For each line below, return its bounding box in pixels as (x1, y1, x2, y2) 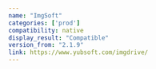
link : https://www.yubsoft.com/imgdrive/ (8, 48, 149, 56)
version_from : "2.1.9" (8, 41, 84, 49)
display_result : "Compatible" (8, 33, 110, 42)
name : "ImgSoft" (8, 11, 62, 20)
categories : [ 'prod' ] (8, 19, 81, 27)
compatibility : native (8, 26, 84, 34)
